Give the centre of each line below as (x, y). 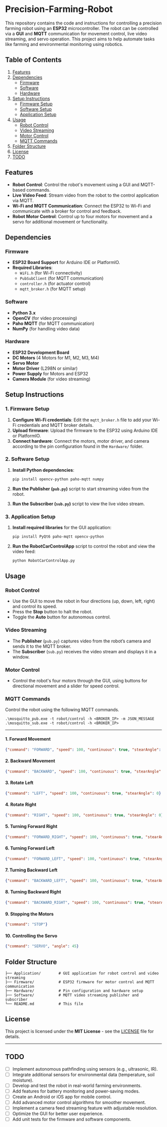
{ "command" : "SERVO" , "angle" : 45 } (42, 946)
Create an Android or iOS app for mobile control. (62, 1097)
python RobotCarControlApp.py (44, 561)
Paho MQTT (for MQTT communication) (53, 323)
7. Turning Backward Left (31, 870)
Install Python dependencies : (43, 470)
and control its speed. (35, 606)
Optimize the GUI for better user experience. (58, 1114)
